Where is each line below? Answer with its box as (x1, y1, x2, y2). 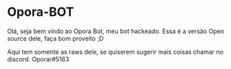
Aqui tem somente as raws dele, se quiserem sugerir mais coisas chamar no (7, 48, 224, 56)
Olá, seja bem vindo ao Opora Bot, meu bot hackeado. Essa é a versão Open (7, 27, 225, 35)
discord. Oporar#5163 (7, 55, 70, 63)
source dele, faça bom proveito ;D (7, 34, 104, 42)
